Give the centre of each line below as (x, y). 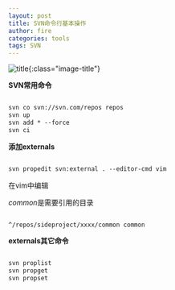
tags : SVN (25, 46)
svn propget (28, 271)
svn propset (28, 279)
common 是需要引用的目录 (51, 202)
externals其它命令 (39, 241)
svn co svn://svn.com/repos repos (66, 108)
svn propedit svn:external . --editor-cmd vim (87, 169)
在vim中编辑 (28, 185)
